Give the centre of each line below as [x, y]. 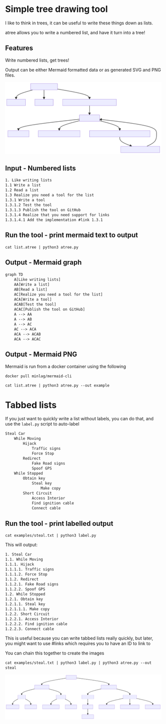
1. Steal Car [19, 555]
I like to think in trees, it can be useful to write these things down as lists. [79, 23]
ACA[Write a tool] [33, 299]
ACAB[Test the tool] [35, 304]
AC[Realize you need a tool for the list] [58, 294]
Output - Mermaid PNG [41, 355]
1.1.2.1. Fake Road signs [32, 584]
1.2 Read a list [22, 190]
